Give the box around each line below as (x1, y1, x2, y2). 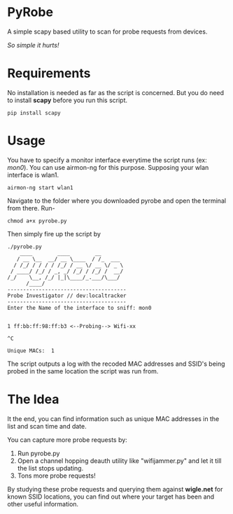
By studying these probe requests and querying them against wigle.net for (7, 485, 223, 493)
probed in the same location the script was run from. (7, 366, 159, 375)
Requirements (7, 66, 91, 81)
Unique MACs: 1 (7, 347, 55, 354)
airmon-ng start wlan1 (7, 184, 73, 191)
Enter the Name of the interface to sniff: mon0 (7, 304, 152, 311)
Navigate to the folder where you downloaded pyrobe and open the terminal (7, 197, 226, 205)
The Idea (7, 392, 59, 407)
